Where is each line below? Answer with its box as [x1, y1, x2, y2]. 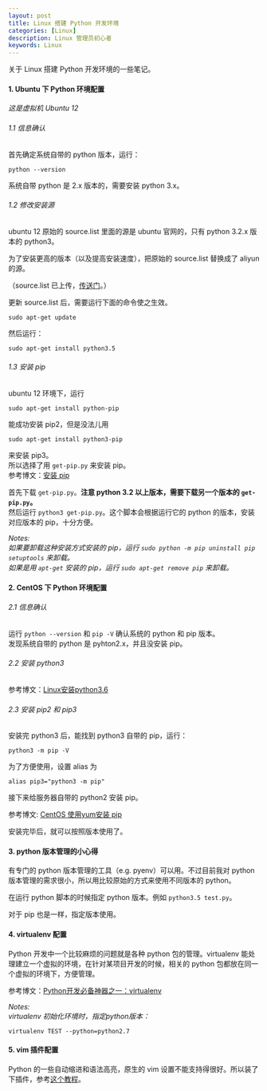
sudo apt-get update [8, 313, 77, 321]
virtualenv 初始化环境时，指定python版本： [8, 1011, 150, 1021]
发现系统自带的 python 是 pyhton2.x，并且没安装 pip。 [8, 639, 187, 648]
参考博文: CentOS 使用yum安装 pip [8, 810, 122, 819]
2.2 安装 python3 [8, 659, 65, 668]
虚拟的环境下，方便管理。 [14, 969, 100, 978]
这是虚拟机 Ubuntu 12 [8, 103, 79, 113]
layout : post [8, 11, 52, 20]
